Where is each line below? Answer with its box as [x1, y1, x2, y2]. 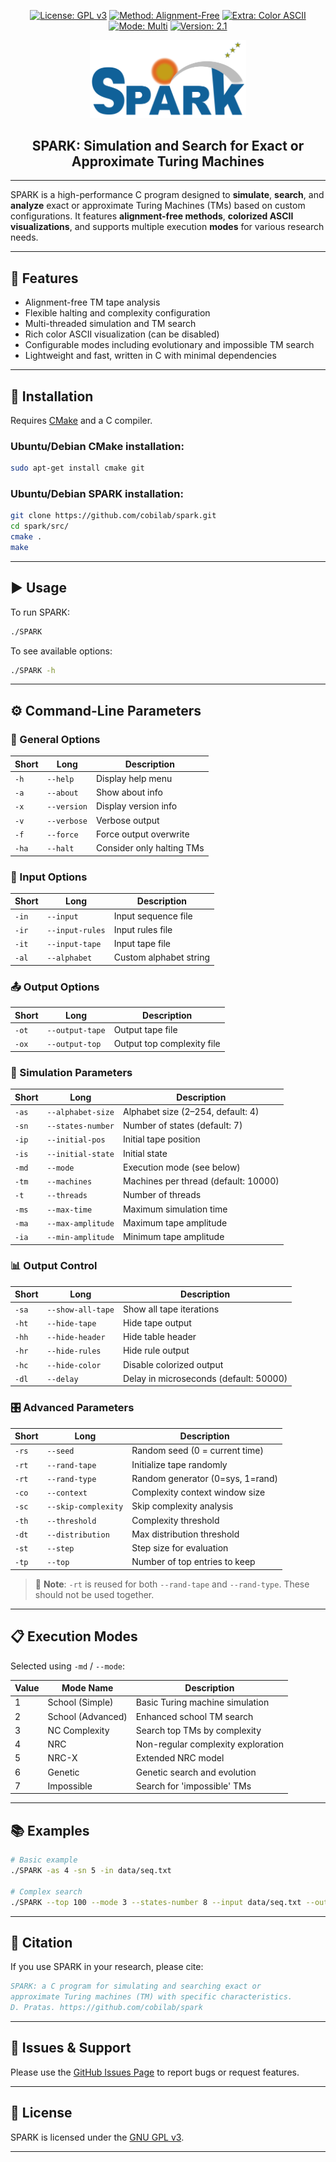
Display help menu [96, 772, 173, 784]
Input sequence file [113, 910, 193, 922]
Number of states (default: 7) [122, 1120, 243, 1132]
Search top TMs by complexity [135, 1724, 262, 1736]
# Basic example [10, 1855, 78, 1865]
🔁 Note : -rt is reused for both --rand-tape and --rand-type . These [34, 1578, 310, 1590]
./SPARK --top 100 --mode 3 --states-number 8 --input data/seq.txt [10, 1897, 302, 1907]
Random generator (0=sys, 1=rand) [131, 1472, 278, 1484]
